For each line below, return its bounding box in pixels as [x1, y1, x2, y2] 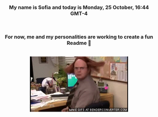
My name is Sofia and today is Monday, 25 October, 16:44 [9, 4, 149, 11]
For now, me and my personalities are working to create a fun [4, 33, 154, 40]
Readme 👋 [67, 40, 91, 47]
